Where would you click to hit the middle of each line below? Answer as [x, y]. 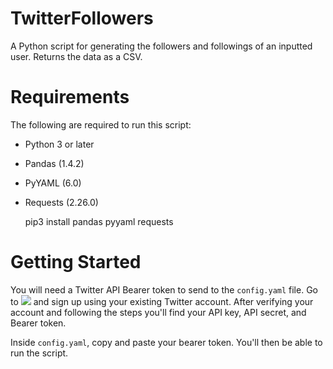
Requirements [70, 97]
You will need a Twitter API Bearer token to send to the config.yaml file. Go [164, 289]
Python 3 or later [59, 144]
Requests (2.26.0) [61, 202]
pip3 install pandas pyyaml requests [99, 221]
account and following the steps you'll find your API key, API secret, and [158, 312]
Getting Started [76, 262]
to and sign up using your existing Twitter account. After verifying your [162, 301]
